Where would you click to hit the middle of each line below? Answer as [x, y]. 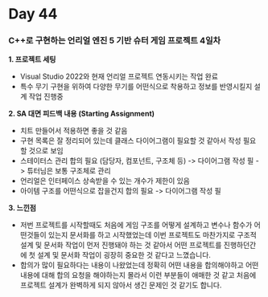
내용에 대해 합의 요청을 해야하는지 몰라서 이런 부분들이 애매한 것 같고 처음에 [138, 275]
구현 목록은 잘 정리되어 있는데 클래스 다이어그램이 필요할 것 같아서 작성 [130, 140]
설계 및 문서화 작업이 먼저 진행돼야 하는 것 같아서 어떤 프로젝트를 [121, 245]
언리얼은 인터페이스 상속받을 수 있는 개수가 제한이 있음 [105, 181]
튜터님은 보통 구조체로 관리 [69, 171]
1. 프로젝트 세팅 [32, 59]
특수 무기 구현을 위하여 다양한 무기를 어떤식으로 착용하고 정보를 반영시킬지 [136, 87]
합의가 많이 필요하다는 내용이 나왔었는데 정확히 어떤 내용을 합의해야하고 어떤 [139, 265]
